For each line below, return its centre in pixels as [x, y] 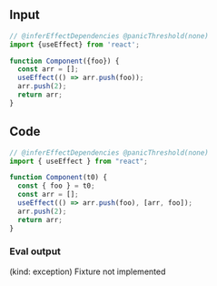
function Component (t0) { [58, 178]
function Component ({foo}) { [64, 61]
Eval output [35, 251]
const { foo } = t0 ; [56, 186]
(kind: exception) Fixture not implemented [88, 271]
